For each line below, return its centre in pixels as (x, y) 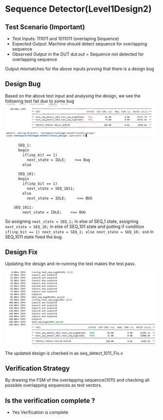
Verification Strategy (37, 368)
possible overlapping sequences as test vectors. (54, 385)
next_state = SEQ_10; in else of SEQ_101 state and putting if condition (75, 226)
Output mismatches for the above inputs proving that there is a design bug (80, 69)
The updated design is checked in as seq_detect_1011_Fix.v (64, 353)
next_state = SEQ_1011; (51, 189)
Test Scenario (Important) (45, 27)
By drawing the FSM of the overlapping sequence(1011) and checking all (77, 380)
